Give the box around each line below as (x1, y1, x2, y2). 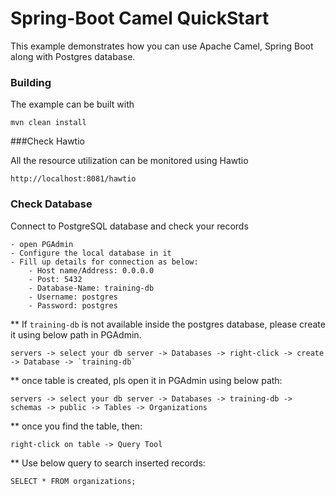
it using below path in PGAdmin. (10, 328, 142, 341)
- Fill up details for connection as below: (10, 257, 199, 267)
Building (10, 75, 52, 89)
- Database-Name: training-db (28, 283, 155, 293)
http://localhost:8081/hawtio (10, 174, 137, 184)
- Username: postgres (28, 292, 118, 302)
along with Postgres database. (10, 50, 136, 62)
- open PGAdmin (10, 239, 74, 249)
